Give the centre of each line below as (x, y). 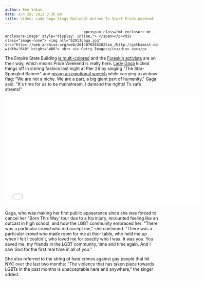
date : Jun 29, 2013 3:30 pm (34, 14)
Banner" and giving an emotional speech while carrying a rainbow (91, 74)
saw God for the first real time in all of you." (49, 249)
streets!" (14, 89)
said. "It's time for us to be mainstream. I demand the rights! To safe (73, 84)
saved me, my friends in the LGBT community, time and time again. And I (78, 244)
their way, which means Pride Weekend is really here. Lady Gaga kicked (77, 64)
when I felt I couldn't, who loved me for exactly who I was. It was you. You (79, 239)
